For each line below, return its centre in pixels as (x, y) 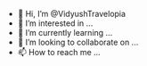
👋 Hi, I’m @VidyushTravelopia (72, 14)
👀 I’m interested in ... (55, 23)
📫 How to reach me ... (59, 52)
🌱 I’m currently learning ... (65, 33)
